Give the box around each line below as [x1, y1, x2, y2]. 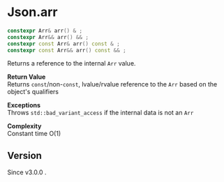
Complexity [7, 122, 42, 130]
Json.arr [7, 4, 58, 20]
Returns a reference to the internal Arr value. [7, 59, 136, 68]
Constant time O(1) [7, 130, 61, 138]
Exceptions [7, 101, 40, 109]
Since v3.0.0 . [7, 168, 47, 176]
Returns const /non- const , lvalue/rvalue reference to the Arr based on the [7, 80, 218, 89]
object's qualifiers [7, 88, 59, 96]
